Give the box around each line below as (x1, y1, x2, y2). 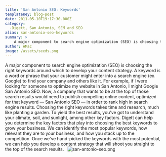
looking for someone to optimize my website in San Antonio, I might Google (5, 83, 159, 89)
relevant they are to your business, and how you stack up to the (5, 130, 135, 136)
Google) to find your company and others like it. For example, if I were (5, 78, 147, 84)
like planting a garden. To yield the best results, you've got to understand (5, 109, 154, 115)
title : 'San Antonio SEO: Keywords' (5, 7, 81, 12)
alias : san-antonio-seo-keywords (5, 30, 74, 35)
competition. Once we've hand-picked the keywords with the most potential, (5, 135, 161, 141)
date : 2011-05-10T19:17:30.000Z (5, 16, 72, 21)
